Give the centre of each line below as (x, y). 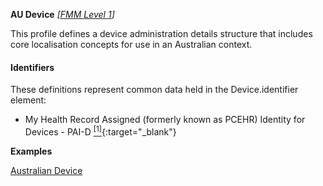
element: (28, 100)
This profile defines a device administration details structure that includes (161, 33)
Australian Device (46, 170)
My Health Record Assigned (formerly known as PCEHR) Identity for (165, 120)
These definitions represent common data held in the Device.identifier (154, 90)
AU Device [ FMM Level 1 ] (62, 14)
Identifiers (32, 67)
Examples (31, 151)
